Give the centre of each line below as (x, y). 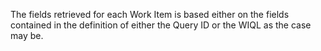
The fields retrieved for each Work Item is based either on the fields (150, 14)
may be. (27, 35)
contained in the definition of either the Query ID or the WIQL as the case (161, 25)
